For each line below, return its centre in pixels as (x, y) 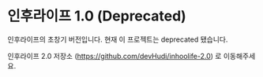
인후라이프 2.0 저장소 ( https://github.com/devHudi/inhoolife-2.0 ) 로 (115, 56)
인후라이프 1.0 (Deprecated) (97, 16)
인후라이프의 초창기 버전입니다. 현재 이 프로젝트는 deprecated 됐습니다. (118, 39)
